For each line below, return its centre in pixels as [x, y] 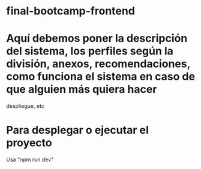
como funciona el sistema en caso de [101, 77]
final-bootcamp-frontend [70, 11]
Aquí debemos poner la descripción [97, 39]
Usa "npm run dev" [30, 159]
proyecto [29, 143]
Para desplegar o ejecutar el [77, 130]
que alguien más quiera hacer [82, 90]
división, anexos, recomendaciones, [98, 64]
